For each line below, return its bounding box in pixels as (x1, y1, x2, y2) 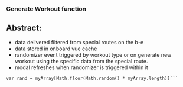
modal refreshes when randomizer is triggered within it (14, 64, 149, 71)
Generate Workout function (6, 5, 87, 13)
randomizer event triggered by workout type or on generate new (14, 51, 172, 58)
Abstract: (6, 23, 42, 33)
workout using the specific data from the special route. (14, 57, 148, 65)
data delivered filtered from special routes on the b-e (14, 38, 144, 46)
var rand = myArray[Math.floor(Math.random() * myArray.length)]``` (6, 75, 178, 81)
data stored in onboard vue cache (14, 45, 97, 52)
